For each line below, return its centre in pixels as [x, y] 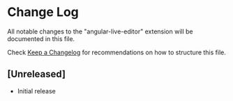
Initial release [36, 91]
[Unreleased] [37, 74]
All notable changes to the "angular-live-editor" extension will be [100, 31]
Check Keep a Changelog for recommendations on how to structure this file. [117, 52]
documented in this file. [41, 38]
